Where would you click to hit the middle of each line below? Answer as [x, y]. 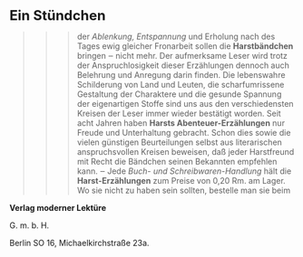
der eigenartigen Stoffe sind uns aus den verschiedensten [185, 104]
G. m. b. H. [29, 225]
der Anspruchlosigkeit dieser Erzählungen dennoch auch [183, 65]
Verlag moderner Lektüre [58, 208]
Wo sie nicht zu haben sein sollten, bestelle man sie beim [184, 190]
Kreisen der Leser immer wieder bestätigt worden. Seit [179, 113]
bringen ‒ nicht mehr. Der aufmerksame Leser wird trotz [182, 56]
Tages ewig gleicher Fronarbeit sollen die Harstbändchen [185, 46]
